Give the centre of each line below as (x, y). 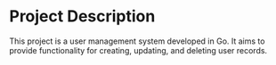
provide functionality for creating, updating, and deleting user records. (138, 50)
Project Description (82, 16)
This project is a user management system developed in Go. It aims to (137, 41)
